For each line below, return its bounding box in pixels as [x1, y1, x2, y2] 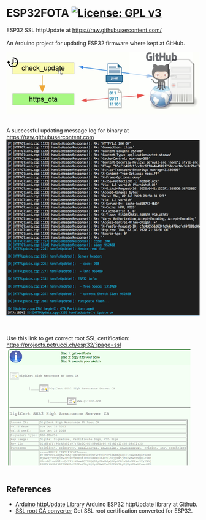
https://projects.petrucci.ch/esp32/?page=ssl [6, 341, 121, 349]
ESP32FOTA [6, 6, 69, 20]
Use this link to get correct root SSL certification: [6, 335, 130, 342]
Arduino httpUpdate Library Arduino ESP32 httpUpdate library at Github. [15, 500, 198, 508]
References [6, 484, 51, 495]
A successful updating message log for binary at [6, 127, 129, 134]
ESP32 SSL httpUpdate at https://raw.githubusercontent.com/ [6, 26, 162, 34]
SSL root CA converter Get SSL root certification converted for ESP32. [15, 507, 193, 514]
